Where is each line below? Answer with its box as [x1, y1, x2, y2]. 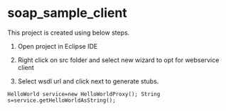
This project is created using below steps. [7, 28, 130, 37]
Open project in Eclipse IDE [17, 42, 98, 50]
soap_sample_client [7, 5, 128, 21]
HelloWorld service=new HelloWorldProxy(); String [7, 90, 161, 98]
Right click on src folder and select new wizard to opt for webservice [17, 55, 220, 64]
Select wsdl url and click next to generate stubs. [17, 76, 159, 86]
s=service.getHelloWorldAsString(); [7, 97, 116, 104]
